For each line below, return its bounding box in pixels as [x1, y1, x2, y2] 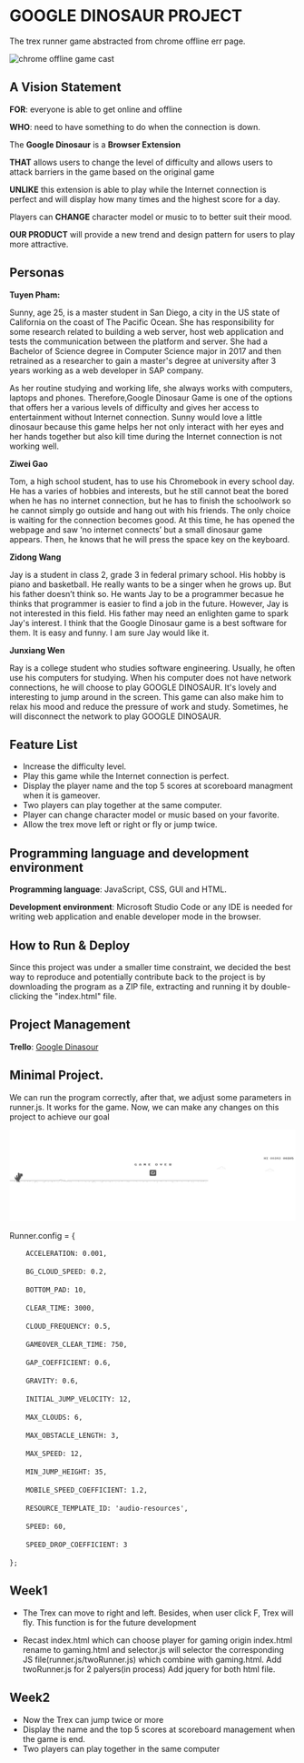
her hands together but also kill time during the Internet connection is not [9, 431, 283, 441]
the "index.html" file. [40, 991, 118, 1001]
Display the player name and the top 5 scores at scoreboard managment [22, 780, 293, 792]
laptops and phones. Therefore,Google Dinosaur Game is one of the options [9, 392, 293, 403]
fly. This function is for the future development [22, 1616, 197, 1627]
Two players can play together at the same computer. [22, 800, 222, 811]
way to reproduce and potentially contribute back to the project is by [9, 971, 266, 982]
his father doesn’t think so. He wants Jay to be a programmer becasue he [9, 588, 284, 599]
